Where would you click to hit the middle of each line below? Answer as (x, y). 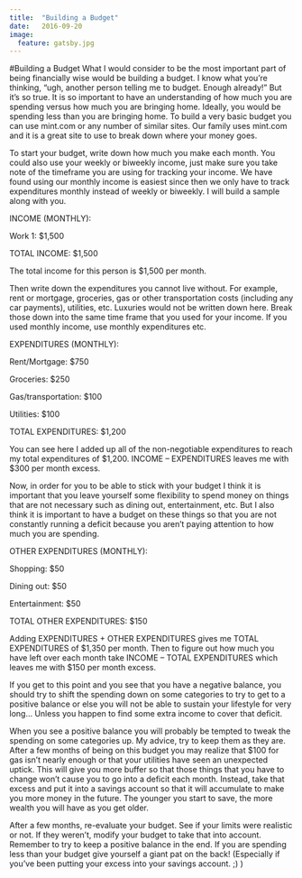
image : (22, 34)
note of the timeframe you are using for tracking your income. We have (141, 172)
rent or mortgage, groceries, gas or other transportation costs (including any (151, 298)
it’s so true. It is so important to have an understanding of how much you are (151, 97)
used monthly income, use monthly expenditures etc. (108, 327)
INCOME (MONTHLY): (50, 218)
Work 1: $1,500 (37, 236)
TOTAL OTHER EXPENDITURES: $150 (78, 621)
